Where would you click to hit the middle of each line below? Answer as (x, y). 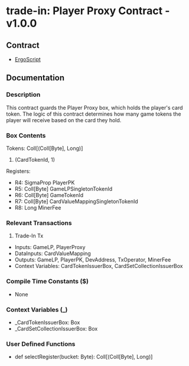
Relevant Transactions (39, 223)
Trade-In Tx (29, 236)
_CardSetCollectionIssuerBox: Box (56, 328)
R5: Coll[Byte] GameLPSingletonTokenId (63, 189)
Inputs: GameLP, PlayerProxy (50, 247)
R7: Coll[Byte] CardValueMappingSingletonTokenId (76, 201)
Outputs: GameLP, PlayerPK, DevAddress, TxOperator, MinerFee (93, 260)
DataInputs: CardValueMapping (53, 254)
